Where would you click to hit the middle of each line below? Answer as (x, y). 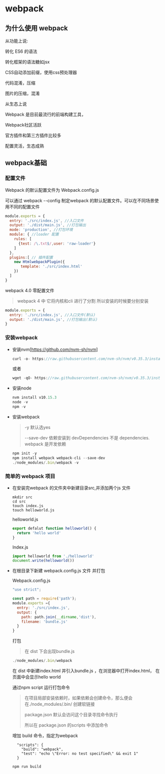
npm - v (19, 407)
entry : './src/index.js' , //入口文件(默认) (53, 315)
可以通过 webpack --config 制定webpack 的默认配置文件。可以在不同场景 (80, 200)
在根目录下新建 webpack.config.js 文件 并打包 (59, 571)
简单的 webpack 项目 (30, 476)
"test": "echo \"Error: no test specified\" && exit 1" (80, 754)
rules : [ (23, 239)
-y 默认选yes (37, 427)
